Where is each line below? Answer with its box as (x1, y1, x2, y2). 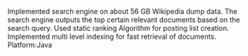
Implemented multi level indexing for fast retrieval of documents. (7, 32, 217, 41)
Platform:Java (7, 40, 53, 50)
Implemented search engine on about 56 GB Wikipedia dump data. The (7, 7, 238, 16)
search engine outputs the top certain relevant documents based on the (7, 15, 241, 24)
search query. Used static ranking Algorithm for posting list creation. (7, 24, 230, 32)
